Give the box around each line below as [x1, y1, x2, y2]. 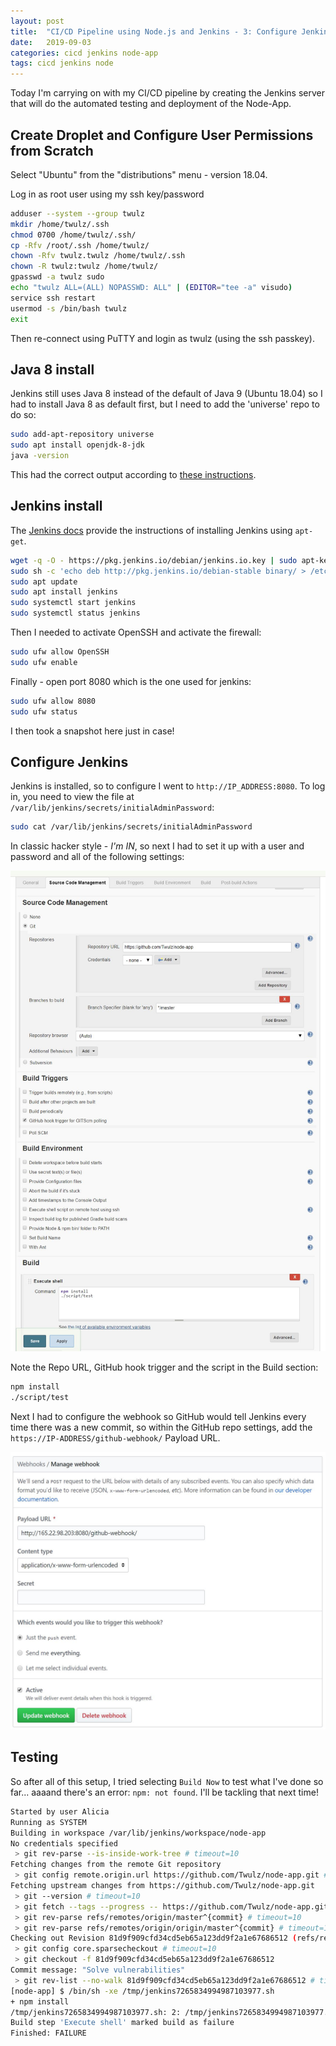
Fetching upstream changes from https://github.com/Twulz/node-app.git [10, 1881, 315, 1891]
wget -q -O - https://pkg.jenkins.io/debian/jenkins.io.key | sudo [10, 555, 298, 565]
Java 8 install [10, 361, 95, 378]
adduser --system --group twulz [10, 208, 145, 219]
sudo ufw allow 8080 [10, 696, 97, 706]
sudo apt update [10, 576, 78, 587]
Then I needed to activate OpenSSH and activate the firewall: [10, 626, 262, 639]
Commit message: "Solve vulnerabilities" [10, 1965, 186, 1975]
